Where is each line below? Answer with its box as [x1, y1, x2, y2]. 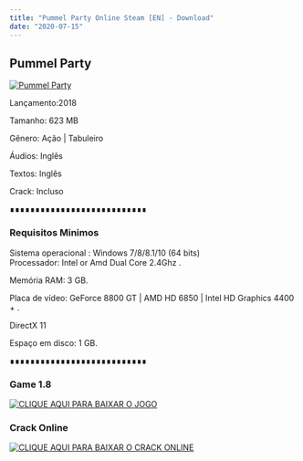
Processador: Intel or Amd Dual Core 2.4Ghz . [9, 257, 182, 267]
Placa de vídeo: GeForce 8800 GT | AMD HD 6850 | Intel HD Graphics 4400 [9, 292, 295, 303]
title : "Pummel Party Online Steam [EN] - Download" [9, 13, 214, 23]
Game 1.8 [9, 378, 52, 391]
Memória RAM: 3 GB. [9, 275, 89, 286]
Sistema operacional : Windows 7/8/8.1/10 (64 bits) [9, 247, 201, 258]
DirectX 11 [9, 320, 47, 330]
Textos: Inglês [9, 168, 62, 179]
